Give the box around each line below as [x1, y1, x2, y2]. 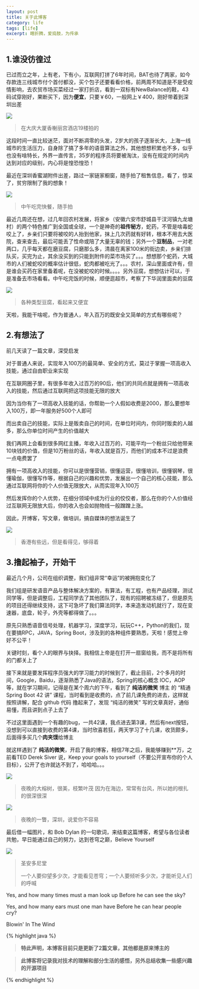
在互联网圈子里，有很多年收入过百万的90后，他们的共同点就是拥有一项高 [6, 379, 184, 387]
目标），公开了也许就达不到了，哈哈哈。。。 [6, 761, 108, 768]
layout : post [6, 8, 38, 15]
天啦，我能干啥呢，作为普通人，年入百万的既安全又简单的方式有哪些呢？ [6, 311, 182, 318]
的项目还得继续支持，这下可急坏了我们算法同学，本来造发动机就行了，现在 [6, 601, 188, 608]
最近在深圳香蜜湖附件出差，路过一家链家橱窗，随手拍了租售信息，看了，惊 [6, 171, 188, 178]
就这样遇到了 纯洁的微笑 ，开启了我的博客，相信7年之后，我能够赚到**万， [6, 746, 187, 753]
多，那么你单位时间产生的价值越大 [6, 427, 89, 434]
